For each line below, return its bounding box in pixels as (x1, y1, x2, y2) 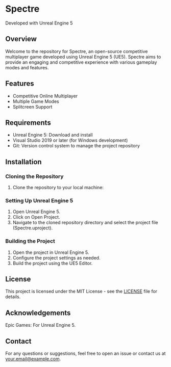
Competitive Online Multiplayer (12, 93, 78, 99)
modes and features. (5, 64, 49, 70)
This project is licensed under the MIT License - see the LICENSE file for (5, 289, 157, 295)
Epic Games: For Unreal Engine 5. (5, 322, 76, 328)
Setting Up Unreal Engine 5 (5, 197, 74, 204)
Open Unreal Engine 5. (12, 208, 60, 215)
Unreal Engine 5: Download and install (12, 132, 93, 138)
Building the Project (5, 238, 55, 245)
